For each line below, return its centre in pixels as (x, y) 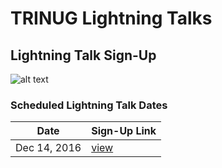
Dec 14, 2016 (48, 148)
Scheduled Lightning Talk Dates (89, 105)
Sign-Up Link (124, 131)
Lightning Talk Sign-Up (83, 55)
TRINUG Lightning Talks (111, 18)
